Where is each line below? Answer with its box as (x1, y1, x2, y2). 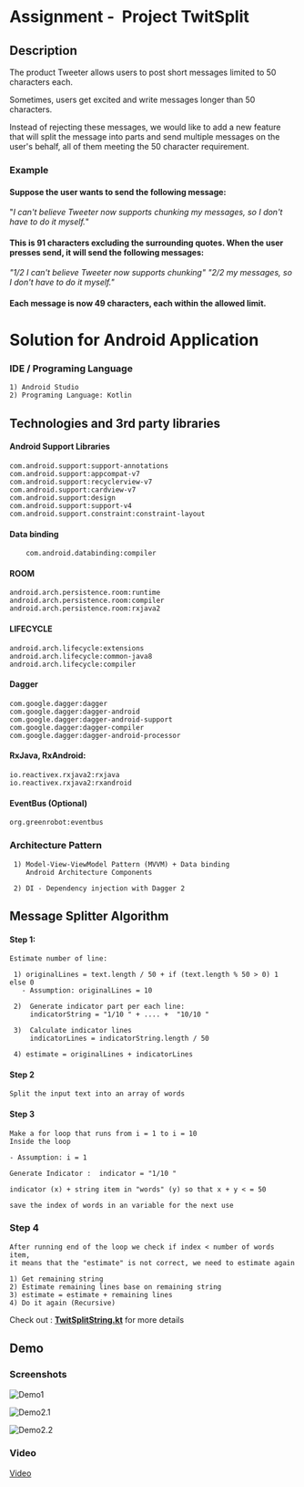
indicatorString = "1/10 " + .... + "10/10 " (29, 1010, 209, 1019)
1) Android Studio (9, 383, 79, 392)
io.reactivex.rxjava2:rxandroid (9, 778, 132, 788)
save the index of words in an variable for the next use (9, 1201, 234, 1210)
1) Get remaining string (9, 1274, 104, 1284)
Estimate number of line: (9, 954, 107, 963)
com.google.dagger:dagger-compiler (9, 723, 145, 732)
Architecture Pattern (9, 839, 103, 852)
